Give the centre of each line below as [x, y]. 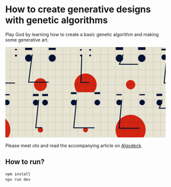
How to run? [25, 162]
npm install [18, 174]
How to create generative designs [78, 9]
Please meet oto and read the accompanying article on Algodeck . [74, 146]
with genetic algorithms [57, 20]
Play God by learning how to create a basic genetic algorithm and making [82, 34]
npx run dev [18, 180]
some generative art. [27, 40]
